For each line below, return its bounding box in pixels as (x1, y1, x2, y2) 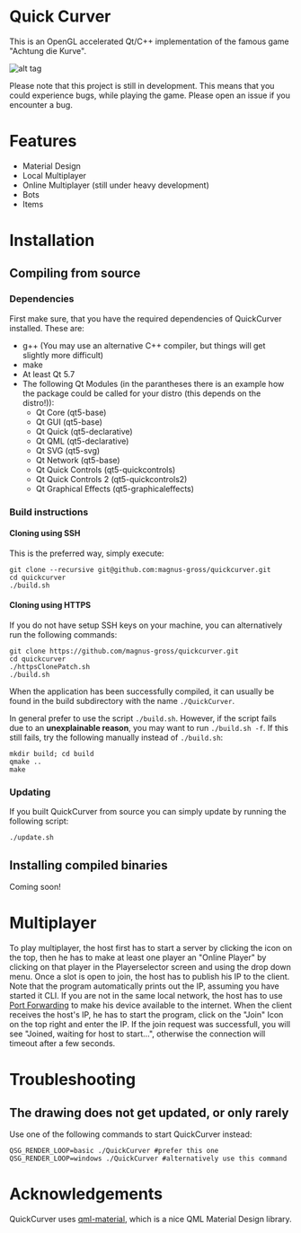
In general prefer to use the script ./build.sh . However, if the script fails (9, 713, 277, 724)
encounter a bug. (9, 99, 74, 110)
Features (9, 131, 77, 152)
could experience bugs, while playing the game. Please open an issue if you (9, 90, 290, 101)
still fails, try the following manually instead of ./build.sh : (9, 732, 224, 743)
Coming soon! (9, 882, 61, 893)
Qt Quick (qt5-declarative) (35, 426, 133, 436)
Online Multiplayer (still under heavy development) (22, 180, 209, 190)
